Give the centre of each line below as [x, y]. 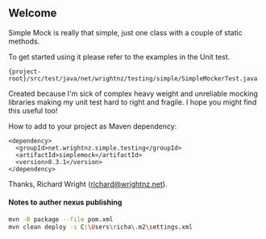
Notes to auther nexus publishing [65, 202]
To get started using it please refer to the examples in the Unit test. [119, 56]
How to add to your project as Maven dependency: [93, 126]
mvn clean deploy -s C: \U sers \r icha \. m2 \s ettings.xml [101, 227]
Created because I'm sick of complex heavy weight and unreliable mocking [133, 93]
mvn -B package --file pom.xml [61, 220]
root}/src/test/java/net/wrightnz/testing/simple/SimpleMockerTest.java [133, 78]
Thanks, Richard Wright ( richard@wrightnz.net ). [88, 183]
